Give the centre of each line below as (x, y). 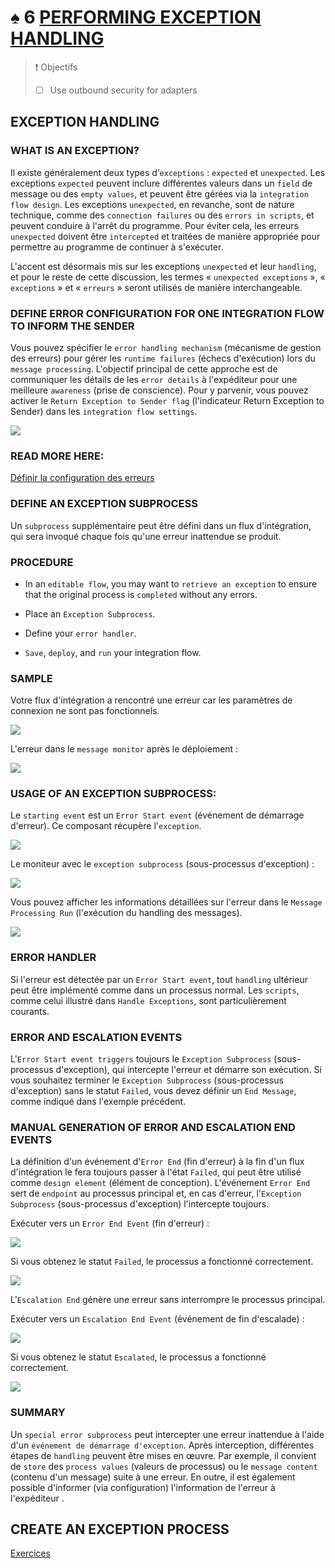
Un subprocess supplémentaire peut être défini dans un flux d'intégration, (161, 525)
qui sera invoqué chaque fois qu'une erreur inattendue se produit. (146, 536)
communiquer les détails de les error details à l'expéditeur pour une (154, 379)
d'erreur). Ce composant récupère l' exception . (106, 826)
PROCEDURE (42, 562)
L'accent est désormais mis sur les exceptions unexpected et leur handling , (163, 266)
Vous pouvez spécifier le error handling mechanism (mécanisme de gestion (166, 347)
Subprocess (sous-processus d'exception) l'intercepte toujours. (140, 1204)
